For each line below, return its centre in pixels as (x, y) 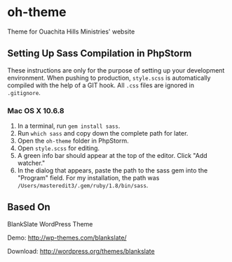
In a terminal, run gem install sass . (69, 126)
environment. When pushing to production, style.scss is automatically (109, 78)
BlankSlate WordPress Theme (50, 224)
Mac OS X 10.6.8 (36, 110)
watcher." (31, 163)
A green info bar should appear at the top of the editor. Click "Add (112, 156)
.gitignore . (24, 92)
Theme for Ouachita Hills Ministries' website (71, 31)
